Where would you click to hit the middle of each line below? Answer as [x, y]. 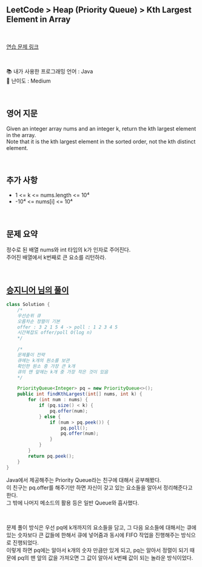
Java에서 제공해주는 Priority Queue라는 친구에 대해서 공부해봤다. [84, 480]
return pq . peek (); [51, 456]
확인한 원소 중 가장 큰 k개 [46, 366]
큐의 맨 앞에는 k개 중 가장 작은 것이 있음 [63, 372]
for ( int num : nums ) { [58, 400]
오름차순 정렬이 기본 [39, 321]
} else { [50, 416]
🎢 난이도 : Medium [29, 81]
